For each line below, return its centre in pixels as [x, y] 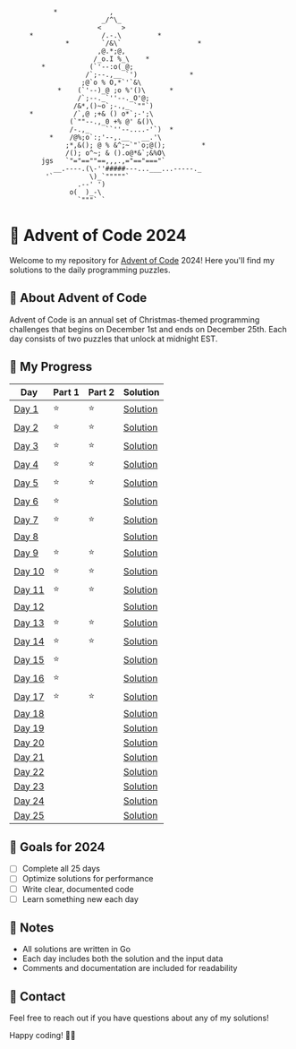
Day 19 [29, 727]
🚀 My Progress [51, 367]
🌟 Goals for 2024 [57, 847]
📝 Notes [32, 928]
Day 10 [29, 572]
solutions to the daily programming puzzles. [90, 270]
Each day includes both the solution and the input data [123, 959]
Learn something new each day [80, 899]
